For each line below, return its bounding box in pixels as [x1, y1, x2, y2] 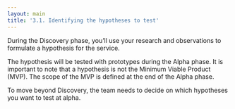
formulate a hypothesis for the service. [7, 44, 120, 52]
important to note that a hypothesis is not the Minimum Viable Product [7, 65, 211, 73]
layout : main [7, 10, 46, 18]
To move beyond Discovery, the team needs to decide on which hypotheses [7, 86, 228, 94]
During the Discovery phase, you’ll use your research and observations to [7, 36, 222, 44]
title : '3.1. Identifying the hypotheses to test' [7, 17, 159, 24]
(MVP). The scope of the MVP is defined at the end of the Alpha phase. [7, 72, 215, 81]
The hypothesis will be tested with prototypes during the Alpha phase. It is [7, 57, 224, 65]
